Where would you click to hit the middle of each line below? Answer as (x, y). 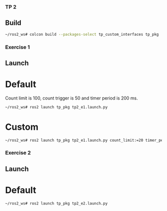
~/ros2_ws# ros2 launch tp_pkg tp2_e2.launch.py (56, 203)
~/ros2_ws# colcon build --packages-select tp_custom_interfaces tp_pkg (82, 34)
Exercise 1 (18, 47)
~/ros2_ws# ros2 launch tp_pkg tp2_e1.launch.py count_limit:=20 (74, 140)
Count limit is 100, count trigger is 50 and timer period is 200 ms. (72, 98)
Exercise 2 (18, 153)
